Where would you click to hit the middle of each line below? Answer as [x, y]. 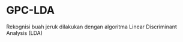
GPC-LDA [31, 10]
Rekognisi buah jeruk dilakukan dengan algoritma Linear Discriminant [91, 27]
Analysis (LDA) [25, 33]
